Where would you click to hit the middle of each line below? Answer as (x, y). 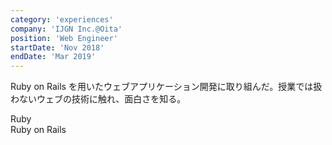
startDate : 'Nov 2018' (57, 47)
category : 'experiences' (62, 19)
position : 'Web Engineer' (64, 38)
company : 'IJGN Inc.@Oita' (66, 29)
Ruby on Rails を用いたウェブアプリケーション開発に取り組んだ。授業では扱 (166, 87)
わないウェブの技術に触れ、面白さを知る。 (98, 99)
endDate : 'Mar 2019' (53, 57)
